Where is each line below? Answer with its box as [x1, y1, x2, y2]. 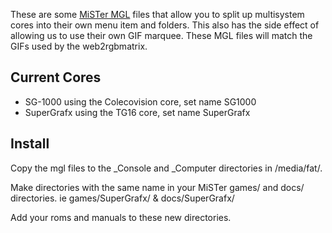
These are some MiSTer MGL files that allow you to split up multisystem [10, 9, 305, 20]
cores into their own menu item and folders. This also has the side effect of [10, 19, 320, 31]
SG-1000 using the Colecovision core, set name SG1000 [24, 95, 257, 108]
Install [10, 135, 50, 153]
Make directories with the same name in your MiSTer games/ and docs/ [10, 181, 305, 193]
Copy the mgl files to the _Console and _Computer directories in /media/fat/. [10, 162, 323, 174]
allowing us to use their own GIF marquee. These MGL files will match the [10, 30, 313, 41]
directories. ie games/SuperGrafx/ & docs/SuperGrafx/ [10, 192, 235, 204]
